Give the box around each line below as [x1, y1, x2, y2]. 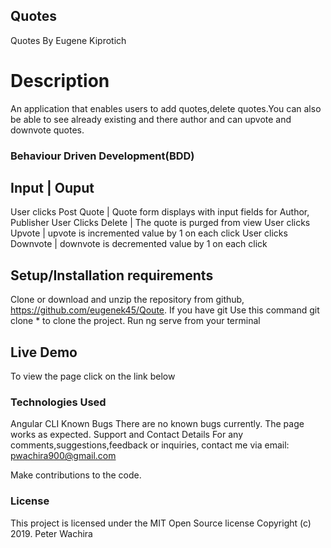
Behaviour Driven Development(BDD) [10, 149, 195, 163]
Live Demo [10, 344, 78, 361]
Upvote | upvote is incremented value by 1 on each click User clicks [10, 227, 288, 239]
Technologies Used [10, 395, 107, 409]
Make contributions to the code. [10, 469, 142, 481]
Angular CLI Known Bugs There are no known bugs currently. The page [10, 418, 305, 430]
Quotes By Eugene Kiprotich [10, 34, 127, 46]
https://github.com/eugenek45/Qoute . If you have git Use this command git [10, 304, 320, 316]
